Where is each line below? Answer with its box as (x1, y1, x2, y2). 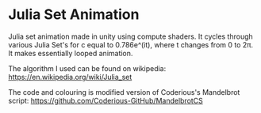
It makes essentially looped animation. (8, 48, 133, 58)
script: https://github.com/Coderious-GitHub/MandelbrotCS (8, 96, 204, 105)
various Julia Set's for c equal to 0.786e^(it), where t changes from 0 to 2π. (8, 40, 254, 49)
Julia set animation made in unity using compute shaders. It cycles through (8, 32, 254, 41)
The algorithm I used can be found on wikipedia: (8, 63, 167, 73)
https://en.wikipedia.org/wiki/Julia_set (8, 72, 132, 81)
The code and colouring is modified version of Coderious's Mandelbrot (8, 87, 240, 96)
